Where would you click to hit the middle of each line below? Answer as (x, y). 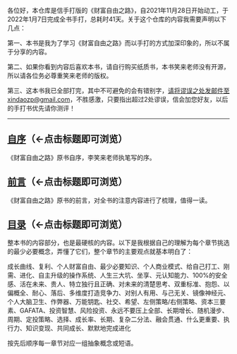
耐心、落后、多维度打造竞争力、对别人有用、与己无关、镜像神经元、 (130, 293)
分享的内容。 (32, 52)
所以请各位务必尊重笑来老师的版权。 (60, 75)
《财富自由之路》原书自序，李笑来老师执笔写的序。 (81, 157)
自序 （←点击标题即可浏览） (68, 139)
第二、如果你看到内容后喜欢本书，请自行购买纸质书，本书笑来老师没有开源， (119, 67)
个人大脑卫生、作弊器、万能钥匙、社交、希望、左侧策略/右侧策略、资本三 (114, 302)
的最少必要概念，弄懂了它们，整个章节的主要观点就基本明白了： (100, 252)
